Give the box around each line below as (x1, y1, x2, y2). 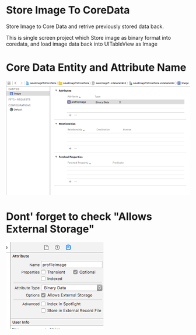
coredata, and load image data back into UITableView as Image (6, 40, 157, 47)
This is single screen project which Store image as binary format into (6, 34, 171, 41)
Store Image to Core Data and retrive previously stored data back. (6, 23, 164, 30)
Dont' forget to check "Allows (6, 210, 153, 223)
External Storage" (6, 223, 94, 236)
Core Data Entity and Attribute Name (6, 61, 187, 74)
